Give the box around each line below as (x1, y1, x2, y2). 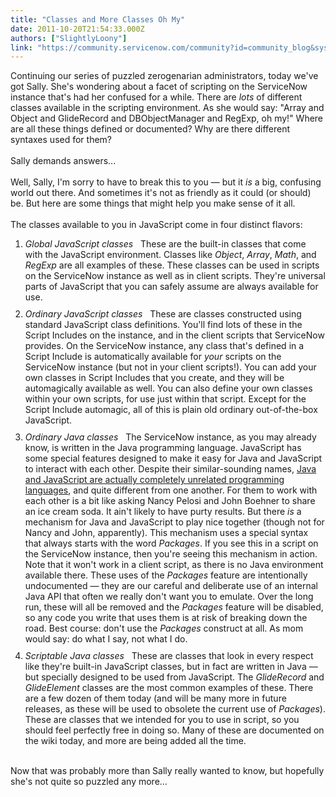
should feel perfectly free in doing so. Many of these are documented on (24, 724, 325, 736)
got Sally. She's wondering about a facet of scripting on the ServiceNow (10, 81, 308, 93)
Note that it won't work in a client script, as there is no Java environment (24, 559, 324, 571)
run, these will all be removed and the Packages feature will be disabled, (24, 601, 324, 613)
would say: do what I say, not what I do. (24, 633, 188, 645)
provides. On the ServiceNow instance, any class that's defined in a (24, 340, 305, 352)
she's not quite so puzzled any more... (10, 776, 168, 788)
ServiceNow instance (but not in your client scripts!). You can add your (24, 361, 317, 373)
